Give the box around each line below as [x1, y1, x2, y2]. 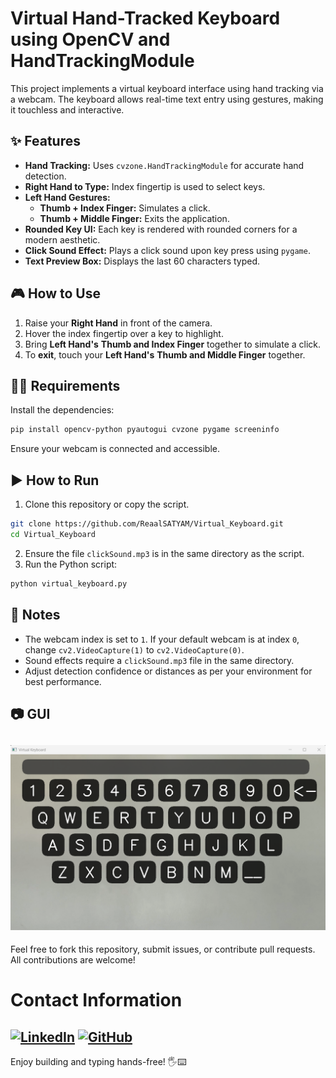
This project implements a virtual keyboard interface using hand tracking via [10, 82, 324, 94]
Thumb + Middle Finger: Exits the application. [39, 212, 230, 224]
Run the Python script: [24, 558, 118, 570]
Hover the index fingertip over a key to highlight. [24, 327, 224, 339]
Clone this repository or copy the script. [24, 498, 190, 511]
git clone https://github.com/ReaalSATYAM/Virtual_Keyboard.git [10, 519, 284, 529]
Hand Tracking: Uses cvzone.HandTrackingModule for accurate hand [24, 159, 305, 171]
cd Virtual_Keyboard [10, 529, 97, 539]
